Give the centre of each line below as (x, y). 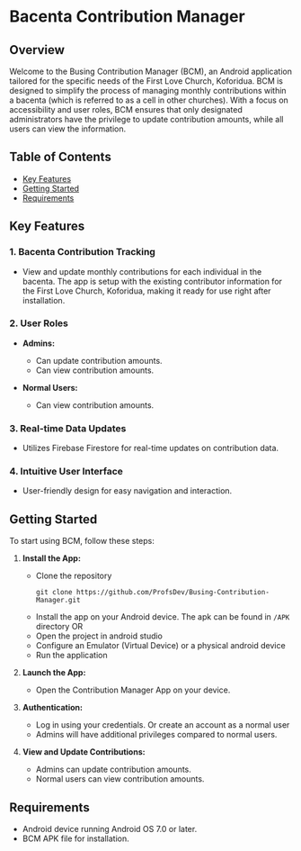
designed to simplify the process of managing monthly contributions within (148, 91)
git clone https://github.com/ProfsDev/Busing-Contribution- (152, 593)
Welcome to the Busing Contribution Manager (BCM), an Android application (150, 71)
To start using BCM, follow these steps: (82, 541)
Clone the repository (74, 576)
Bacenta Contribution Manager (127, 17)
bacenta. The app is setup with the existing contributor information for (152, 281)
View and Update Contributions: (84, 752)
